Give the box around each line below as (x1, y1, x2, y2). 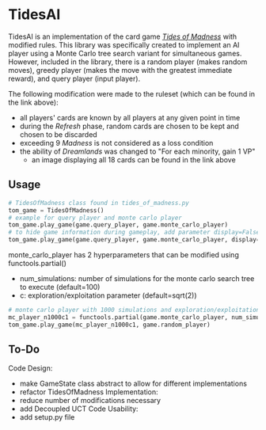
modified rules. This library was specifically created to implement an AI (8, 40, 240, 49)
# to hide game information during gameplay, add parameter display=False (8, 228, 260, 237)
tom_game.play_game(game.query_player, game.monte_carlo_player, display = (8, 236, 260, 244)
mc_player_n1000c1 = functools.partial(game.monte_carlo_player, (8, 313, 228, 322)
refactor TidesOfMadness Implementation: (19, 387, 158, 397)
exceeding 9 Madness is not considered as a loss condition (19, 138, 214, 147)
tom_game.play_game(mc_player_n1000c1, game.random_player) (8, 321, 211, 329)
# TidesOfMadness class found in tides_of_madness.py (8, 199, 190, 207)
